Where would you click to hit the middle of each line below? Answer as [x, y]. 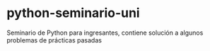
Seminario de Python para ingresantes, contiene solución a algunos [105, 33]
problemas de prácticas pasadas [54, 40]
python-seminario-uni [73, 13]
